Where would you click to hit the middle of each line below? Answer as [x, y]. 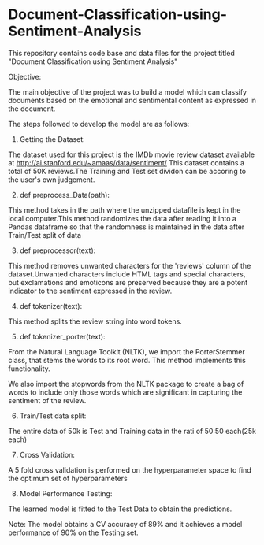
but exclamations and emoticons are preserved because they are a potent [128, 282]
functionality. [30, 369]
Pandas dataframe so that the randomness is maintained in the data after [126, 227]
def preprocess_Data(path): [65, 195]
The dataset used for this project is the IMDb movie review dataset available [131, 154]
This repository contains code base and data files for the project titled [121, 53]
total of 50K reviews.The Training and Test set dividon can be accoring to [127, 171]
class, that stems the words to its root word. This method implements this [127, 360]
